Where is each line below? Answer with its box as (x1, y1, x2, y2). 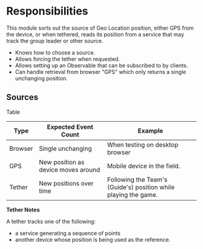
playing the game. (107, 190, 158, 199)
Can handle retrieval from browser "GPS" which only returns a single (14, 68, 186, 75)
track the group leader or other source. (6, 37, 104, 44)
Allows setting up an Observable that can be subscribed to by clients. (14, 62, 188, 69)
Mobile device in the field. (107, 162, 180, 170)
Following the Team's (107, 175, 168, 184)
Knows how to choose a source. (14, 48, 95, 56)
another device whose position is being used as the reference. (14, 236, 171, 243)
